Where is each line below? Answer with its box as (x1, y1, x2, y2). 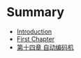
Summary (6, 4, 64, 20)
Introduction (16, 27, 52, 36)
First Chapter (16, 34, 55, 43)
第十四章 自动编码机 (16, 43, 74, 51)
